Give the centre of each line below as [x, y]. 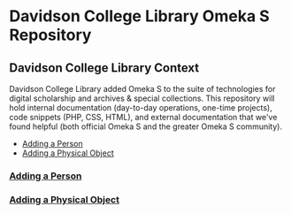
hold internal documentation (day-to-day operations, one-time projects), [141, 107]
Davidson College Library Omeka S [139, 16]
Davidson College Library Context [104, 68]
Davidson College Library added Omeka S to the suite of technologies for [142, 89]
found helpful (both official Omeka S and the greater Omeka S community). [146, 126]
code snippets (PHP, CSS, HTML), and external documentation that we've [143, 117]
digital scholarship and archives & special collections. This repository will [142, 98]
